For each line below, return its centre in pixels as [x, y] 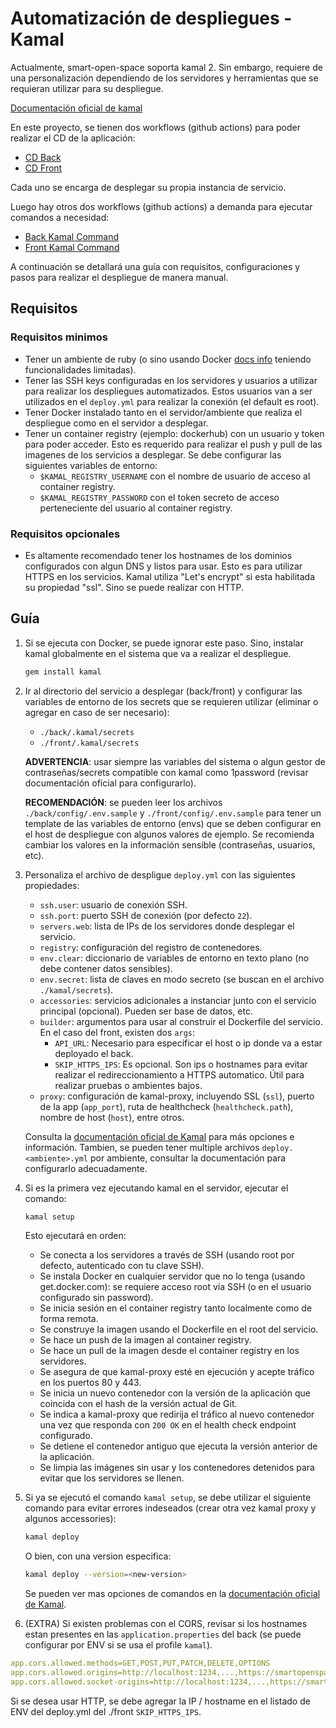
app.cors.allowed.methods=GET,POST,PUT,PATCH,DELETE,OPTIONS [140, 1663]
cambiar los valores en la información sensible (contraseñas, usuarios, [170, 844]
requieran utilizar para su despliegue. [87, 88]
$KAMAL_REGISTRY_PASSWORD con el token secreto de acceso [159, 497]
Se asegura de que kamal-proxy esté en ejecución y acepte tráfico [177, 1372]
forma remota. [69, 1319]
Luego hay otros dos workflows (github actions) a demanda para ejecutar [161, 206]
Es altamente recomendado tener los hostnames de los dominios [158, 555]
